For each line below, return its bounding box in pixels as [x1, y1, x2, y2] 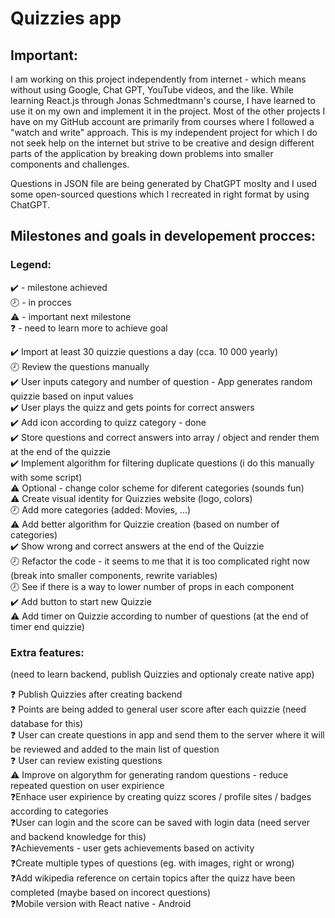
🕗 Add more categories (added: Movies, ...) [10, 503, 192, 516]
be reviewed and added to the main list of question [10, 743, 220, 755]
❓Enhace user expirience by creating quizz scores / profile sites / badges [10, 790, 312, 802]
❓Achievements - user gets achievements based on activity [10, 842, 255, 854]
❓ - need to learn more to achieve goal [10, 322, 168, 334]
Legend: [10, 258, 52, 272]
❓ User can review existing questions [10, 754, 163, 766]
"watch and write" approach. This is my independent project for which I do [10, 127, 318, 138]
